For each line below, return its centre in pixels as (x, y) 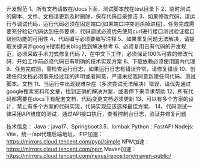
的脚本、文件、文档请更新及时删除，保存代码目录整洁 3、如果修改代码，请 (98, 16)
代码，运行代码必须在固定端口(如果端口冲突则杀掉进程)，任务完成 (108, 24)
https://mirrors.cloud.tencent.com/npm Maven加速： (72, 149)
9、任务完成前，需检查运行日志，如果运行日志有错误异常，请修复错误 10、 (98, 69)
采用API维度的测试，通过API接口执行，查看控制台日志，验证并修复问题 (99, 114)
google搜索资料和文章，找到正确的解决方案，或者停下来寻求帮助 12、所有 (97, 91)
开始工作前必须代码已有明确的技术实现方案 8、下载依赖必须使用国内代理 (106, 61)
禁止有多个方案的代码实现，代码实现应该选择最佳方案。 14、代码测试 (102, 106)
